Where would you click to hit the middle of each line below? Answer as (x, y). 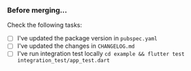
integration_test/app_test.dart (63, 61)
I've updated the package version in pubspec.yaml (87, 38)
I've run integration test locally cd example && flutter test (101, 54)
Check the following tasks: (45, 25)
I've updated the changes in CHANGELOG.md (76, 46)
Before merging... (37, 10)
